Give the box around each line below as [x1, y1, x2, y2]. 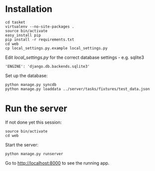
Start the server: [5, 142, 39, 148]
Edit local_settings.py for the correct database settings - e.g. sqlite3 [5, 54, 144, 60]
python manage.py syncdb [5, 82, 57, 87]
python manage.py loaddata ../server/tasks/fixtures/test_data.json [5, 86, 150, 91]
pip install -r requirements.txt [5, 37, 75, 42]
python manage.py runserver [5, 151, 64, 156]
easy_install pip [5, 33, 41, 38]
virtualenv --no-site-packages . [5, 24, 75, 29]
